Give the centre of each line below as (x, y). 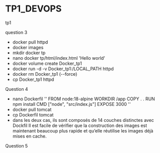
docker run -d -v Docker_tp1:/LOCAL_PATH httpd (63, 69)
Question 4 (17, 89)
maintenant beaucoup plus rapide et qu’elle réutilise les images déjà (83, 130)
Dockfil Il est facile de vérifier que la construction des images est (80, 125)
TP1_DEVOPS (33, 9)
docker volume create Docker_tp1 (47, 63)
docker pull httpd (30, 42)
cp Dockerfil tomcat (33, 115)
